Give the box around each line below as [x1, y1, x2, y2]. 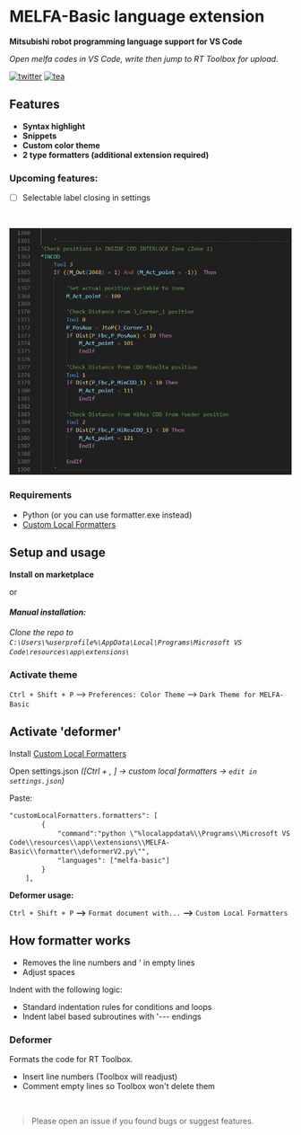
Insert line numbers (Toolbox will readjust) [21, 1071, 178, 1082]
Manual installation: [9, 607, 87, 617]
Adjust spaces [21, 966, 76, 977]
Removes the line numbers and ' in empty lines [21, 957, 195, 968]
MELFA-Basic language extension [9, 6, 265, 27]
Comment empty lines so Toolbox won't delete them [21, 1080, 215, 1091]
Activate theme [9, 668, 78, 680]
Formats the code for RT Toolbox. [9, 1053, 133, 1064]
